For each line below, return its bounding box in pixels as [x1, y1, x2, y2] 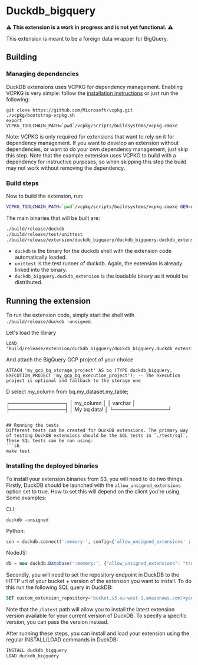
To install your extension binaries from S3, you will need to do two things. [6, 475, 184, 482]
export [6, 117, 22, 123]
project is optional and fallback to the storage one [6, 378, 141, 384]
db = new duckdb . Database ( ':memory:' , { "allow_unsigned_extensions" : [6, 561, 181, 567]
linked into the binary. [14, 266, 68, 274]
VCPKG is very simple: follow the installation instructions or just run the [6, 90, 179, 97]
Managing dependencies [6, 70, 80, 78]
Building [6, 52, 37, 62]
